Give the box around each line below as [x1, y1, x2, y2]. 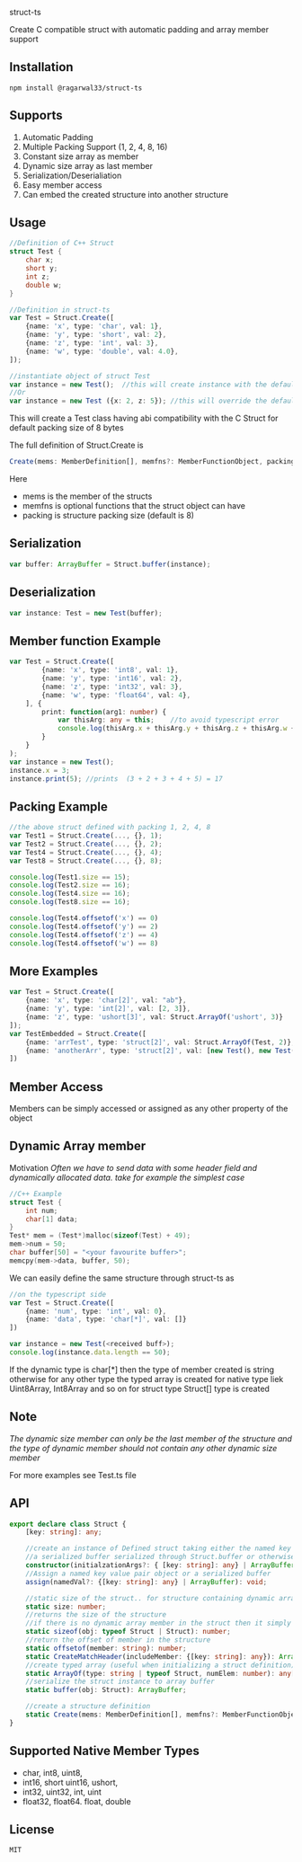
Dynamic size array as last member [22, 160, 154, 171]
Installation [9, 59, 74, 75]
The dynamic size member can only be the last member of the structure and [9, 1432, 292, 1444]
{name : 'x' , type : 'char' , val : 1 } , [25, 322, 164, 331]
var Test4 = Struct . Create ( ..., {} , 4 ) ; [9, 847, 164, 856]
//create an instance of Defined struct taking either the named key [25, 1544, 292, 1553]
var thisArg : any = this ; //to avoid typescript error [57, 715, 280, 725]
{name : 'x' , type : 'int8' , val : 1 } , [41, 666, 179, 675]
